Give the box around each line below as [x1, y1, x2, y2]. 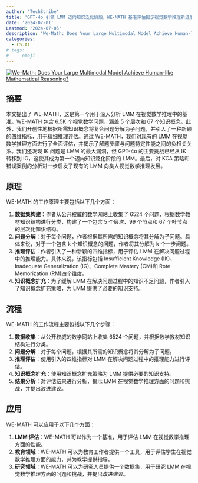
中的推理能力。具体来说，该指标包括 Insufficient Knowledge [14, 255, 160, 262]
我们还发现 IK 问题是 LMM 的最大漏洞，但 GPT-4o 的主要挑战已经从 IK [16, 147, 187, 154]
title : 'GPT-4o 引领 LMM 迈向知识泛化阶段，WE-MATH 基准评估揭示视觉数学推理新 [6, 14, 186, 20]
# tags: [6, 47, 25, 53]
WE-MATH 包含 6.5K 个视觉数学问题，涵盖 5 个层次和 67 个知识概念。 [16, 118, 186, 125]
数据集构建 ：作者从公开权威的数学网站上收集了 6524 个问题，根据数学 [14, 211, 186, 218]
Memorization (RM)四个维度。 [14, 270, 88, 277]
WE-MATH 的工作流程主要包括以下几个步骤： [6, 321, 116, 328]
